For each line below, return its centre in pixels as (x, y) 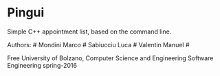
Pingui (26, 13)
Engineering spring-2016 (42, 65)
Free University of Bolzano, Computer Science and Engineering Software (110, 58)
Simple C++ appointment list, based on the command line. (89, 31)
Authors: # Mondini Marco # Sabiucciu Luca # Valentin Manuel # (99, 45)
